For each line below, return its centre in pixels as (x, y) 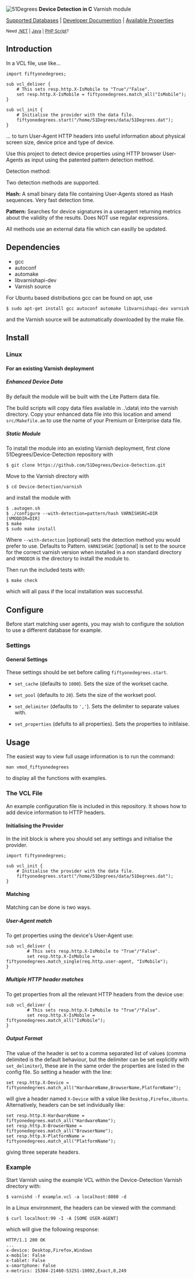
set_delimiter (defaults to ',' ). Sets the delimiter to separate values (97, 706)
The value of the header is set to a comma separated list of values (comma (96, 1053)
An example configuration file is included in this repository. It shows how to (96, 806)
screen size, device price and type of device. (60, 142)
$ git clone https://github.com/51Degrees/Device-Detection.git (86, 466)
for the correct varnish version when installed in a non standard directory (94, 552)
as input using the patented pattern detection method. (89, 160)
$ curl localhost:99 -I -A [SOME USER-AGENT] (62, 1219)
